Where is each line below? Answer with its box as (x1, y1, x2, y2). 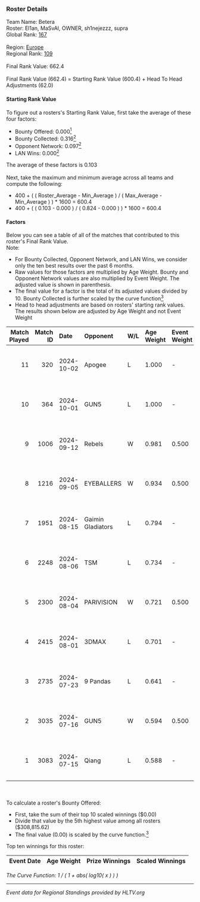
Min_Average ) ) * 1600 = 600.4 (14, 198, 92, 205)
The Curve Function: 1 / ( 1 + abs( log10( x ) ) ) (6, 872, 118, 879)
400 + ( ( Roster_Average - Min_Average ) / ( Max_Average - (14, 192, 162, 199)
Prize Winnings (86, 857, 131, 865)
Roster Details (6, 5, 48, 13)
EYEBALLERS (84, 479, 122, 487)
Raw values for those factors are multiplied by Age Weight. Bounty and (14, 268, 189, 276)
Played (9, 335, 29, 343)
